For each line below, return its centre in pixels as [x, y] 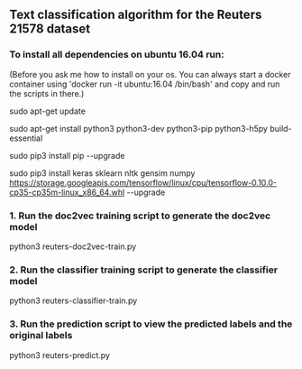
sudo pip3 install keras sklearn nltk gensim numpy [102, 173]
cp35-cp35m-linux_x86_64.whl [67, 192]
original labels [41, 336]
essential [26, 138]
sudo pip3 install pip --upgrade [67, 155]
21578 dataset [50, 29]
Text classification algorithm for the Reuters [136, 15]
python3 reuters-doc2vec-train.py [73, 246]
